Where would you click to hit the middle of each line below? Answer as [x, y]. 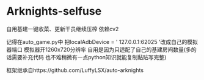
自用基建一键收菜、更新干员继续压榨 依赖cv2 [63, 29]
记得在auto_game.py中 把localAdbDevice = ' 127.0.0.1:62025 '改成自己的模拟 [102, 42]
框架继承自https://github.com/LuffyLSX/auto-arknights [75, 70]
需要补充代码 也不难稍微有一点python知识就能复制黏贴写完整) [89, 57]
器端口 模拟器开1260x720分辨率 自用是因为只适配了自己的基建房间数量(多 [99, 49]
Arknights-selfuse [54, 11]
